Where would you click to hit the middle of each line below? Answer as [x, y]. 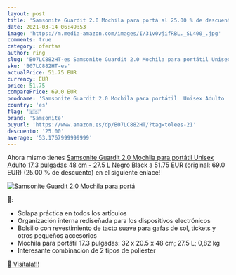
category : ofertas [34, 46]
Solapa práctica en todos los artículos [72, 213]
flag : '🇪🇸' [25, 112]
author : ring [26, 53]
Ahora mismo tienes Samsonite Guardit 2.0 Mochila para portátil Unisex [111, 158]
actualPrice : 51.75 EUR [42, 72]
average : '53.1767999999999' [50, 137]
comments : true [29, 40]
